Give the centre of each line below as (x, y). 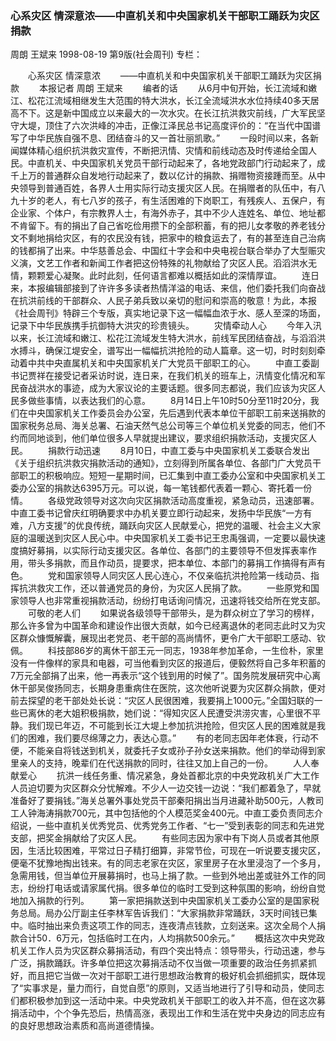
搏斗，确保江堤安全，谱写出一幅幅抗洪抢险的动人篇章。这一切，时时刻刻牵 (172, 351)
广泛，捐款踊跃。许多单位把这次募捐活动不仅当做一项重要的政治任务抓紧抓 (163, 963)
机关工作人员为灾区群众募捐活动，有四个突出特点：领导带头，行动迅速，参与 (168, 951)
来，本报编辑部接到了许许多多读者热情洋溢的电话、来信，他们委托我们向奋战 (168, 288)
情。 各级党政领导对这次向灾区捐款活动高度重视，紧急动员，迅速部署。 (165, 501)
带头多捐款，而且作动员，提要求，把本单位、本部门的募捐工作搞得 (163, 563)
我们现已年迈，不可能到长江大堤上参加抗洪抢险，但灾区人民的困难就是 (172, 726)
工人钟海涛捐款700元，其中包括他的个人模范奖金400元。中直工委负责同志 (162, 813)
